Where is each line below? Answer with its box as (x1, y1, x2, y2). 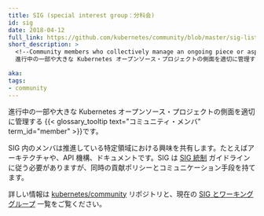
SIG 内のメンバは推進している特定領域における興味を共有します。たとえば (8, 143, 248, 152)
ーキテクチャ (8, 152, 49, 162)
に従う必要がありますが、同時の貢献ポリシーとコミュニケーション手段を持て (8, 163, 256, 172)
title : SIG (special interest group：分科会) (8, 11, 156, 20)
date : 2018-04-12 (8, 26, 65, 34)
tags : (8, 76, 26, 85)
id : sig (8, 19, 34, 27)
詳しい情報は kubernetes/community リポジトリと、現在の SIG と (8, 189, 220, 199)
